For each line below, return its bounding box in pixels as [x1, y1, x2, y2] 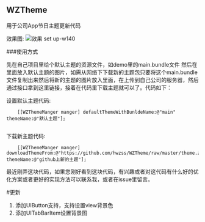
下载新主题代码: [6, 132, 46, 139]
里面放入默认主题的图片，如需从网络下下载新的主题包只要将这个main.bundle [6, 68, 198, 76]
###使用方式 [6, 48, 38, 55]
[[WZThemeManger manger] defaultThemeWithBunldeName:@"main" [17, 109, 176, 115]
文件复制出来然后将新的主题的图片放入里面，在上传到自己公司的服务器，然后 [6, 76, 199, 83]
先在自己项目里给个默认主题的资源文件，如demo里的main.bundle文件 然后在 [6, 61, 198, 68]
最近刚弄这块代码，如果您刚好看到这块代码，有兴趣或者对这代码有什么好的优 [6, 168, 199, 175]
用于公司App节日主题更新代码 [6, 21, 81, 29]
